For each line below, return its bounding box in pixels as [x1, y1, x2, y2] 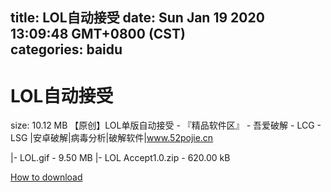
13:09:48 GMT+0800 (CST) [10, 26, 186, 43]
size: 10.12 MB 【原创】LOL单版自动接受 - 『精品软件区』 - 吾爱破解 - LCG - [10, 119, 322, 132]
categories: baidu [10, 41, 123, 58]
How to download [10, 171, 83, 183]
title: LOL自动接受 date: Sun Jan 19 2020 [10, 9, 265, 27]
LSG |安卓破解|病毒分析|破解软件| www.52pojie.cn [10, 132, 214, 144]
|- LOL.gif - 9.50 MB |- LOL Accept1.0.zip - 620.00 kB [10, 152, 231, 164]
